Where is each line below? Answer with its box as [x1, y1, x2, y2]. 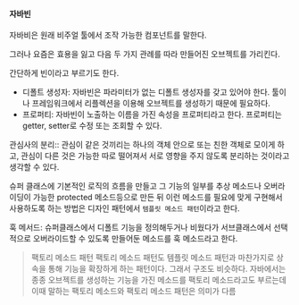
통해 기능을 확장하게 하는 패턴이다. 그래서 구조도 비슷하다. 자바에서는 [47, 264, 287, 275]
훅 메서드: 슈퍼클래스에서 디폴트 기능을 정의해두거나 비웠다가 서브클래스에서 [9, 222, 272, 233]
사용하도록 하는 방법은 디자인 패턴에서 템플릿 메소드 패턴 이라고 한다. [9, 203, 240, 214]
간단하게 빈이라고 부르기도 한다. [9, 68, 120, 79]
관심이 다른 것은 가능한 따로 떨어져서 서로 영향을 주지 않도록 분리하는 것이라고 [21, 150, 290, 161]
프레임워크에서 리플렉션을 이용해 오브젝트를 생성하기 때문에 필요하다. [31, 98, 270, 109]
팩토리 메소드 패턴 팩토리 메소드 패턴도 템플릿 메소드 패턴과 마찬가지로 [30, 252, 275, 263]
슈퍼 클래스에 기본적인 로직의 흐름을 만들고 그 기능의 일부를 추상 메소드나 [9, 181, 262, 191]
